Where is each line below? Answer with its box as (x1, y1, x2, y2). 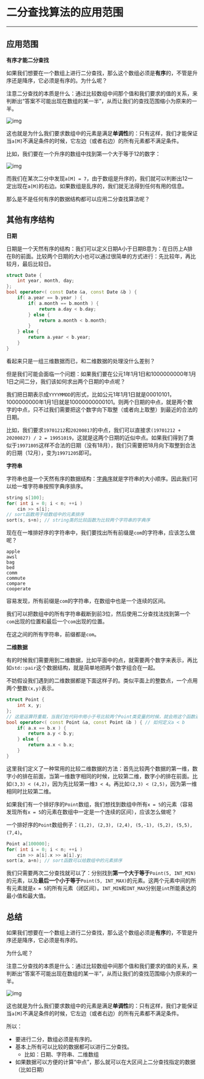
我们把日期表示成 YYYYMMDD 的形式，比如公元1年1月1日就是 (6, 390, 147, 398)
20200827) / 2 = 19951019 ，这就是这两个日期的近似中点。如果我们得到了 (6, 434, 189, 441)
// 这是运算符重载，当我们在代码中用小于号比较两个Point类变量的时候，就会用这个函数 (6, 713, 195, 720)
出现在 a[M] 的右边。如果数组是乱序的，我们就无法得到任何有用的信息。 (11, 182, 188, 189)
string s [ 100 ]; (6, 494, 45, 501)
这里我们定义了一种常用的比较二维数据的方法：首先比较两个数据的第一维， (6, 764, 192, 772)
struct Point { (6, 696, 45, 703)
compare (6, 580, 26, 587)
